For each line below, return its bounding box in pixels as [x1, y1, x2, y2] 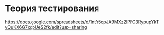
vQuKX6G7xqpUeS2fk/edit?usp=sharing [5, 24, 87, 30]
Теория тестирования [5, 3, 99, 14]
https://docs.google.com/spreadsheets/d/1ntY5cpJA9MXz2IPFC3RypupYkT [5, 19, 159, 25]
